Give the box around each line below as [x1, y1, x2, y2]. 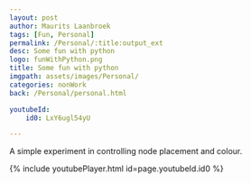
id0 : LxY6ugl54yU [25, 114, 91, 123]
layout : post [9, 13, 59, 23]
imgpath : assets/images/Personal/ [9, 72, 140, 81]
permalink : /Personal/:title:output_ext [9, 38, 164, 48]
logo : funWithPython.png [9, 55, 103, 64]
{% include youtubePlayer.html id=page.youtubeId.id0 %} [9, 163, 224, 174]
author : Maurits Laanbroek [9, 22, 111, 31]
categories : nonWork [9, 80, 88, 89]
